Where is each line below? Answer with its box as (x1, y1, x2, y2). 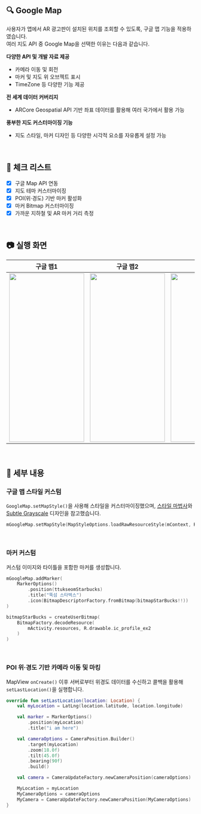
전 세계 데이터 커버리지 (6, 93, 59, 101)
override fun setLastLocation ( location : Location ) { (6, 698, 141, 704)
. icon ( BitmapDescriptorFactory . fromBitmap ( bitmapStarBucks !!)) (28, 598, 188, 604)
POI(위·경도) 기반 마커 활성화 (14, 194, 83, 201)
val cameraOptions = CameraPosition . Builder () (17, 735, 135, 742)
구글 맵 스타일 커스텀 (6, 488, 62, 496)
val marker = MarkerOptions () (17, 714, 93, 720)
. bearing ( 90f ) (28, 758, 63, 764)
